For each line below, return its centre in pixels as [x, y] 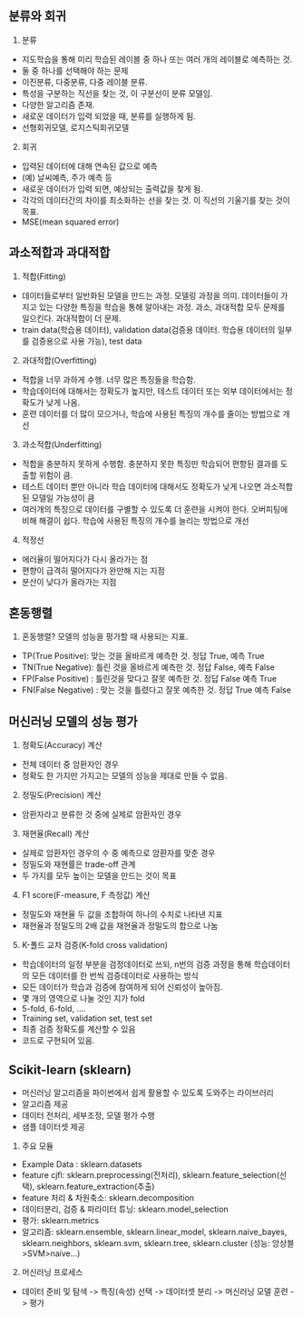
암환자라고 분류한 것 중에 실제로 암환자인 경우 [102, 814]
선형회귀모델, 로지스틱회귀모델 [75, 127]
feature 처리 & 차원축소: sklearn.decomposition [108, 1198]
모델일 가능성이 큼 [63, 497]
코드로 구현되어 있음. [58, 1041]
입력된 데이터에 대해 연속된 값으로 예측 [89, 165]
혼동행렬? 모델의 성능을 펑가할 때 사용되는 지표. [105, 637]
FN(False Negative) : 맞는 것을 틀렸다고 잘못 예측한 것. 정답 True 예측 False [156, 690]
